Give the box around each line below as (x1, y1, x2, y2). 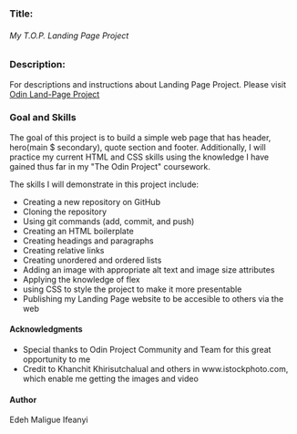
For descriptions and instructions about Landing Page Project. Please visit (9, 78, 287, 89)
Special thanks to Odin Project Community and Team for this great (22, 345, 271, 355)
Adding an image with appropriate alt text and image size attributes (22, 263, 275, 275)
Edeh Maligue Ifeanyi (9, 414, 88, 426)
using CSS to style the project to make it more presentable (22, 284, 242, 294)
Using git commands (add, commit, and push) (22, 215, 195, 226)
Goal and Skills (9, 111, 77, 124)
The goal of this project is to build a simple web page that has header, (9, 131, 271, 143)
